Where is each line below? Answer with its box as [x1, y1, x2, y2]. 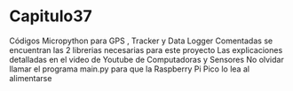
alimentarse [9, 72, 52, 83]
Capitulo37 [9, 6, 93, 27]
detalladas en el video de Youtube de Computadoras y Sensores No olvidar [9, 54, 284, 64]
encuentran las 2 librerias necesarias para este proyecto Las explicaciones [9, 44, 283, 55]
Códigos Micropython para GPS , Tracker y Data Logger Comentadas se [9, 35, 273, 46]
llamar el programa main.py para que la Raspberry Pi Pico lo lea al [9, 64, 250, 74]
